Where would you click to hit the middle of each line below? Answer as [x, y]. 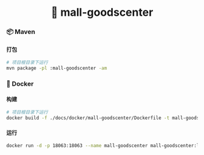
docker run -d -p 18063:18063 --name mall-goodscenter [77, 146]
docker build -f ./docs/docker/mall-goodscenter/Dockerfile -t [88, 118]
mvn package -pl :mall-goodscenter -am [57, 68]
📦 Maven [21, 32]
